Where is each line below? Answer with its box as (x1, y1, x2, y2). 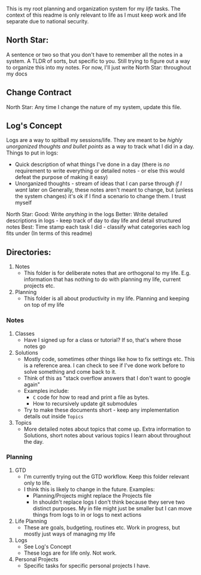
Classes (14, 329, 35, 337)
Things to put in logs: (6, 149, 59, 156)
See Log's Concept (23, 543, 72, 550)
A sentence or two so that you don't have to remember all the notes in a (6, 51, 183, 58)
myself (14, 199, 32, 206)
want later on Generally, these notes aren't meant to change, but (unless (14, 186, 193, 193)
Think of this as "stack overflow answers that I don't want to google (23, 374, 191, 382)
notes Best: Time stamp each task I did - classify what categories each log (6, 223, 190, 231)
